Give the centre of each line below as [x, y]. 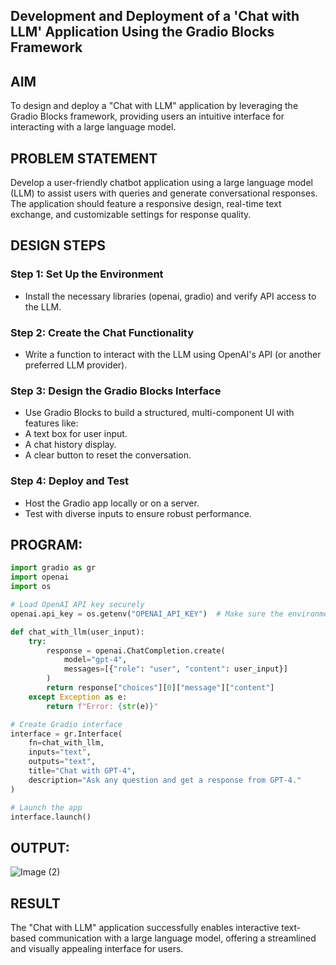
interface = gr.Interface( [66, 734]
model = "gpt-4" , [95, 660]
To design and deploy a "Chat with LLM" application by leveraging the [154, 106]
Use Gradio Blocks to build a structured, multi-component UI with [159, 413]
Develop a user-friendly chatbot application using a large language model [161, 183]
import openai [40, 577]
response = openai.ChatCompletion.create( [136, 650]
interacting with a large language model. [93, 127]
